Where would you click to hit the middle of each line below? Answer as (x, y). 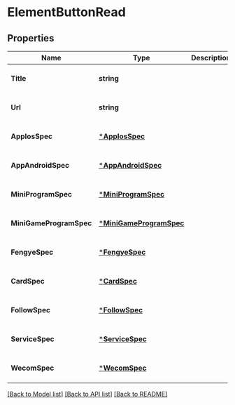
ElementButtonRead (66, 12)
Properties (31, 38)
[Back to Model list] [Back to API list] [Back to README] (87, 394)
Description (211, 58)
